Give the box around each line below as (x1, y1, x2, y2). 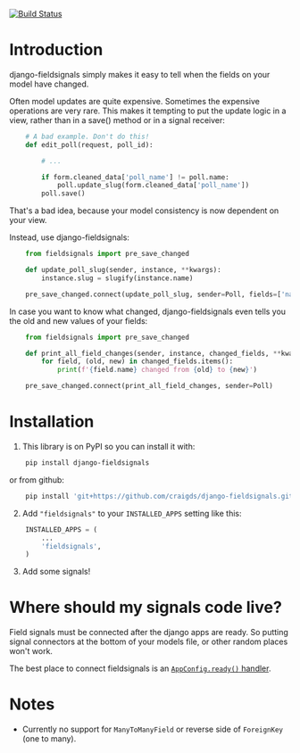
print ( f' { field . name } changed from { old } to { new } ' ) (56, 366, 258, 375)
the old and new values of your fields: (9, 315, 148, 326)
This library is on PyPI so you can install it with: (21, 442, 196, 451)
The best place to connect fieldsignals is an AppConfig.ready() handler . (9, 663, 271, 674)
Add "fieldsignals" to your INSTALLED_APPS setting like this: (21, 508, 242, 518)
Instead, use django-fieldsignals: (9, 232, 129, 243)
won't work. (9, 646, 54, 657)
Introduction (9, 40, 104, 60)
